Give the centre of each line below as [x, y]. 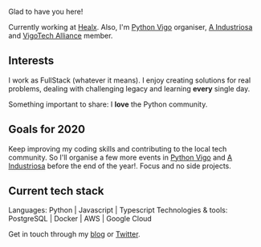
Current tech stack [56, 191]
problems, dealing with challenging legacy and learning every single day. [129, 88]
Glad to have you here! [46, 12]
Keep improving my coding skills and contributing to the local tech [118, 148]
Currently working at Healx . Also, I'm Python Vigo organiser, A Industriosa [130, 27]
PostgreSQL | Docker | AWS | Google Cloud [80, 219]
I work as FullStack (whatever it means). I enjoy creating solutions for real [130, 80]
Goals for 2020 [47, 130]
